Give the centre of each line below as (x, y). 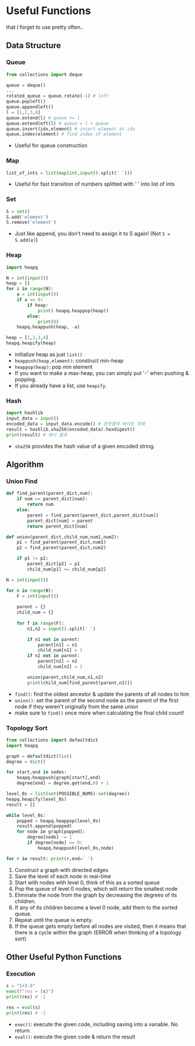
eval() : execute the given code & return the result (75, 1037)
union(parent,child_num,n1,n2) (65, 677)
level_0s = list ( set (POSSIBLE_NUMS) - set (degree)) (68, 794)
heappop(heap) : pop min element (53, 367)
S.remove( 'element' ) (31, 222)
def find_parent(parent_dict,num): (50, 494)
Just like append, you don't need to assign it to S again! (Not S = (92, 234)
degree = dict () (26, 762)
